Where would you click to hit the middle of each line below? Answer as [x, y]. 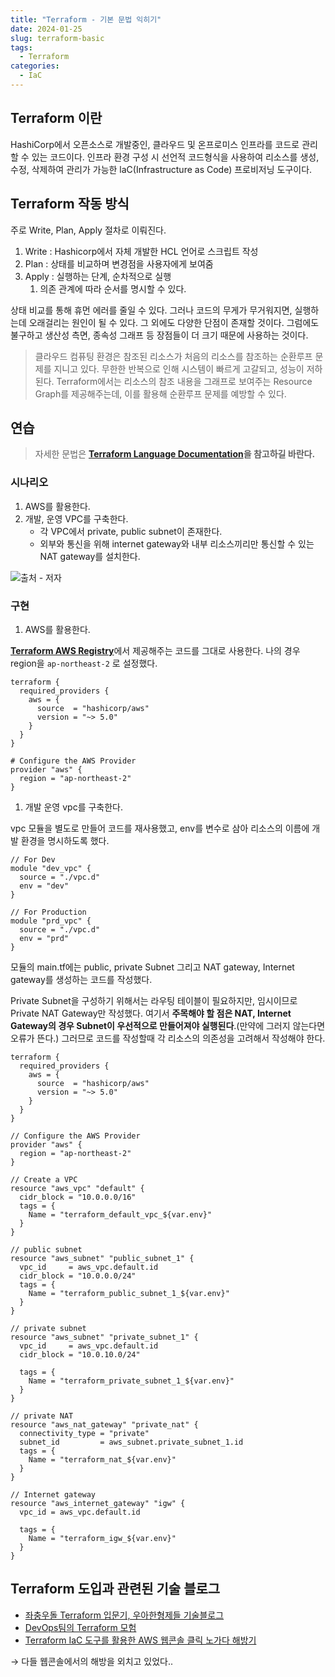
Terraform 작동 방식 [70, 204]
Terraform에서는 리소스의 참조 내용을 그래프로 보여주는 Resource [184, 381]
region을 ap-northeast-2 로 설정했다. [84, 663]
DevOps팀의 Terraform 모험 [80, 1627]
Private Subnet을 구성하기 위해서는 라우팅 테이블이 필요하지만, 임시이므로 [154, 1000]
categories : [35, 66]
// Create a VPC [44, 1179]
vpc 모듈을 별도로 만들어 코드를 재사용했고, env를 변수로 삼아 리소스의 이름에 [160, 828]
